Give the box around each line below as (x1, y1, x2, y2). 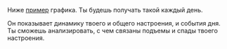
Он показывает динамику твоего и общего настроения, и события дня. (7, 19, 221, 27)
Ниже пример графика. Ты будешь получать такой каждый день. (7, 6, 203, 14)
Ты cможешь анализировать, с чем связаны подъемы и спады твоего (7, 27, 218, 35)
